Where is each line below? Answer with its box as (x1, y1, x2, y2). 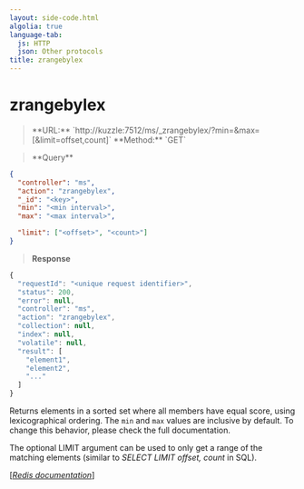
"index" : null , (17, 330, 75, 339)
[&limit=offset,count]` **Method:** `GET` (31, 134, 186, 145)
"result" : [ (17, 346, 64, 355)
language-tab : (9, 30, 64, 39)
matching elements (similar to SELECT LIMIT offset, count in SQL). (9, 452, 257, 464)
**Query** (31, 152, 74, 163)
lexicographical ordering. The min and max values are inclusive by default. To (9, 415, 294, 426)
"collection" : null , (17, 322, 95, 331)
